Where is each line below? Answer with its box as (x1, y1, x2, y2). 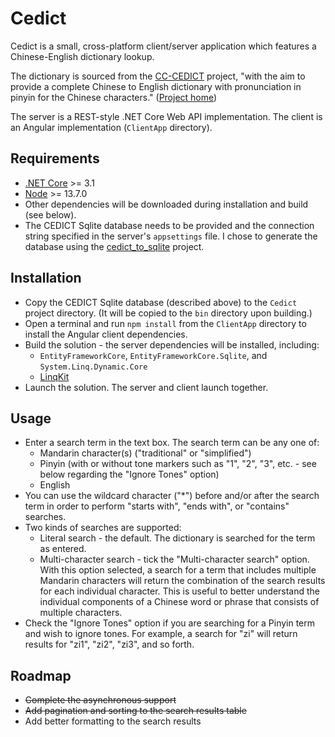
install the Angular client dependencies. (24, 328, 188, 340)
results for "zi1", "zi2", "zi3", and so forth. (24, 638, 195, 651)
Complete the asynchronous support (24, 694, 177, 706)
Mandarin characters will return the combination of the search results (39, 575, 326, 587)
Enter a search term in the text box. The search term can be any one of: (24, 437, 320, 449)
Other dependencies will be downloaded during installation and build (24, 198, 309, 210)
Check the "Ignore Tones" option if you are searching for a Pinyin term (24, 617, 316, 629)
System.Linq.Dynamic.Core (39, 362, 148, 372)
